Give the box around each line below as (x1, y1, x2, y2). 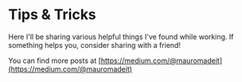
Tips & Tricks (8, 6, 97, 24)
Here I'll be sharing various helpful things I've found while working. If (8, 32, 234, 41)
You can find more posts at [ (8, 56, 102, 65)
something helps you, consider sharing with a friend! (8, 40, 181, 49)
